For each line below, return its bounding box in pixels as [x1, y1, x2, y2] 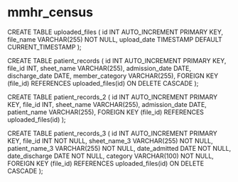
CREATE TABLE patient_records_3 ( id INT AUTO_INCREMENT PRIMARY [7, 129, 218, 137]
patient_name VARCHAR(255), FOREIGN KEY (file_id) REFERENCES [7, 108, 205, 116]
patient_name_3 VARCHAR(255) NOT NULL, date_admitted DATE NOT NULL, [7, 144, 232, 152]
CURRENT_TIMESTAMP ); [7, 42, 82, 51]
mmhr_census [7, 4, 94, 21]
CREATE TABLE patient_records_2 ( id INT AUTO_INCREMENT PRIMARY [7, 93, 218, 101]
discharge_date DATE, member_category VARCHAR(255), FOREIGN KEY [7, 72, 219, 80]
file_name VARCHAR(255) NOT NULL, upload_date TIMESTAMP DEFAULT [7, 35, 222, 43]
